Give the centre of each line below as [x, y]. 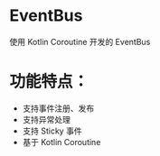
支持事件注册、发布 [58, 108]
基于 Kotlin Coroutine [61, 142]
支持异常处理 [46, 119]
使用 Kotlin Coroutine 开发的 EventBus [80, 41]
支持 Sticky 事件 [52, 131]
